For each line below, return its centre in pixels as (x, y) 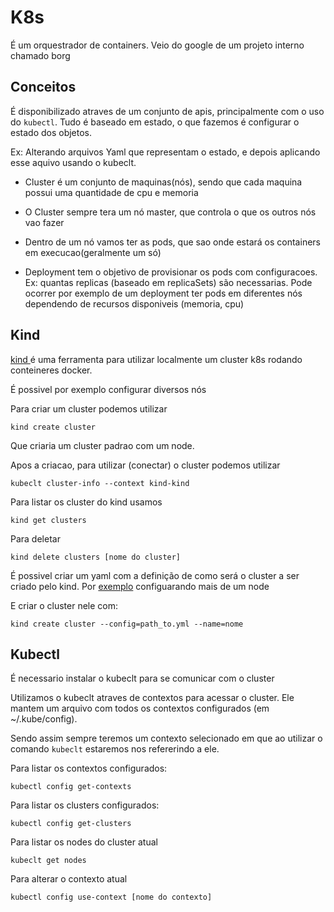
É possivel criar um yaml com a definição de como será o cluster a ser (155, 575)
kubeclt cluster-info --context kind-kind (100, 483)
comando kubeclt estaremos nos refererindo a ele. (115, 749)
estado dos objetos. (51, 132)
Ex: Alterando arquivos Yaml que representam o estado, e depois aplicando (165, 152)
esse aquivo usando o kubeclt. (73, 162)
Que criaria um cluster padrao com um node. (102, 445)
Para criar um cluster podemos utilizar (89, 408)
